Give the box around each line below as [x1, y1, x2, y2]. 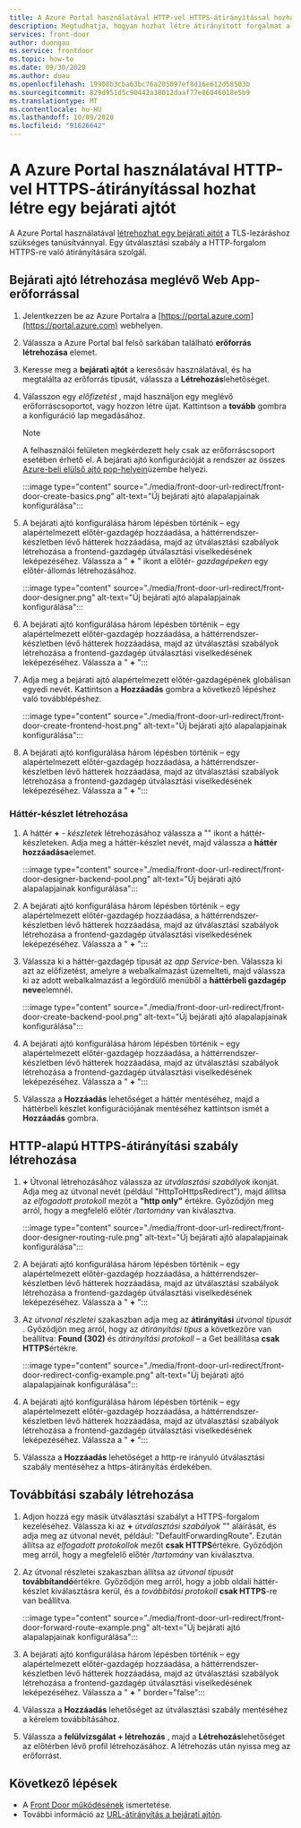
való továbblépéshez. [21, 693, 102, 704]
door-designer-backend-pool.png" [21, 874, 151, 885]
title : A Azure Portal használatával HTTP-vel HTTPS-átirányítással [9, 13, 271, 22]
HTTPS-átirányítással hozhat [35, 179, 257, 200]
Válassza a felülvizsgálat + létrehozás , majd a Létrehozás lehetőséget [21, 1730, 285, 1742]
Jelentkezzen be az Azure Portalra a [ [21, 310, 161, 321]
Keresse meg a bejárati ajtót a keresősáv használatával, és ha [21, 364, 252, 374]
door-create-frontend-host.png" [21, 720, 142, 731]
